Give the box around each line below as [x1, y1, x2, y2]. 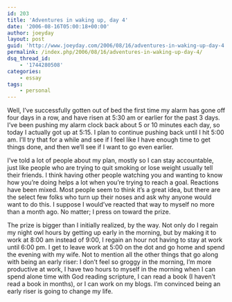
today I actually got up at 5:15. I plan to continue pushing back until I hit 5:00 [7, 129, 224, 137]
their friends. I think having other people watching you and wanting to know [7, 171, 223, 180]
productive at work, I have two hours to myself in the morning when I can [7, 265, 216, 274]
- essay [19, 74, 42, 82]
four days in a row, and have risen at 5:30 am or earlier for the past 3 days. [7, 113, 220, 122]
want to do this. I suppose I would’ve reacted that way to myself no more [7, 200, 215, 209]
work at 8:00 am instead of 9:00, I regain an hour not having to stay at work [7, 236, 223, 244]
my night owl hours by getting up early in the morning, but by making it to [7, 229, 217, 237]
